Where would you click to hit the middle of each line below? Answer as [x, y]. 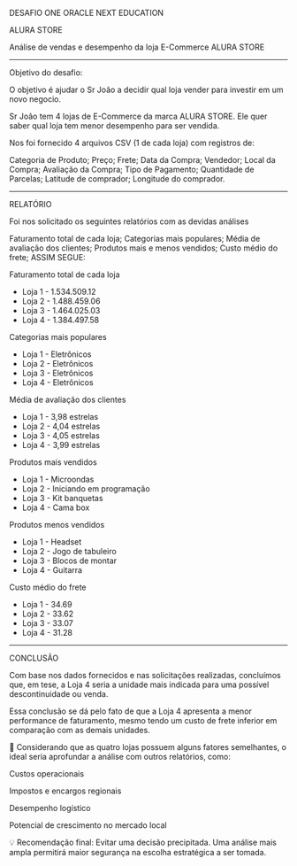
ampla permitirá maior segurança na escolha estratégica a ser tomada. [138, 852]
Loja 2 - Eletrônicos [57, 363]
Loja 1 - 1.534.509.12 [59, 292]
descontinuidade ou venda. [59, 694]
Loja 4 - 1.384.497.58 [61, 320]
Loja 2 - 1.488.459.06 [61, 301]
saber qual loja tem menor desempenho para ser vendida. [114, 126]
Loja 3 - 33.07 [47, 623]
